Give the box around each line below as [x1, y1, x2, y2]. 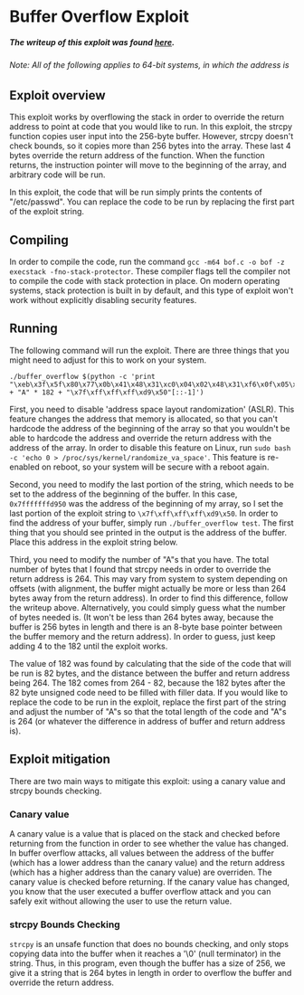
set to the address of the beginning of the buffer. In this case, [9, 488, 238, 499]
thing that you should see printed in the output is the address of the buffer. [9, 526, 288, 537]
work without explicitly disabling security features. [9, 295, 197, 305]
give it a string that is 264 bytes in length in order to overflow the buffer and [9, 968, 292, 979]
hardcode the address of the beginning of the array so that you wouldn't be [9, 422, 290, 433]
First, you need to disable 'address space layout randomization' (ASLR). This [9, 403, 295, 414]
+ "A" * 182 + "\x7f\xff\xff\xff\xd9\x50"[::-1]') [9, 387, 204, 397]
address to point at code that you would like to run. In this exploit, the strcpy [9, 121, 292, 132]
